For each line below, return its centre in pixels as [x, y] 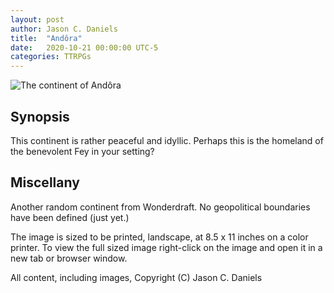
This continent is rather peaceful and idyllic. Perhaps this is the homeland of [167, 140]
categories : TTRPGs [51, 57]
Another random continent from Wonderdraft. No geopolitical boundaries [160, 207]
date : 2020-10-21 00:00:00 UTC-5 [84, 47]
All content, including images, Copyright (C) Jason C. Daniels [136, 277]
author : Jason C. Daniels [64, 29]
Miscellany [45, 182]
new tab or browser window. [69, 258]
